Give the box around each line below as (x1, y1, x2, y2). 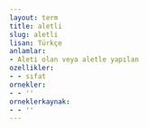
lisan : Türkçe (9, 38, 63, 48)
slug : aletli (9, 30, 59, 39)
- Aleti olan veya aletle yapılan (9, 55, 140, 64)
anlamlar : (9, 47, 47, 56)
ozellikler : (9, 64, 54, 73)
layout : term (9, 13, 59, 23)
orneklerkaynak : (9, 96, 70, 106)
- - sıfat (9, 72, 47, 81)
